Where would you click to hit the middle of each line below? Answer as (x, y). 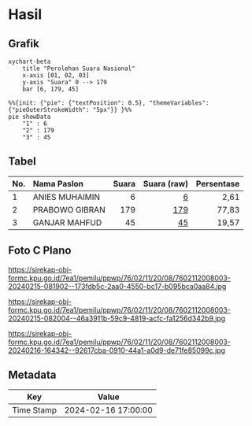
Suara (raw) (166, 183)
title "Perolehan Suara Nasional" (79, 69)
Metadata (32, 375)
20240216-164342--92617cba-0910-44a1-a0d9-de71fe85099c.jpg (117, 350)
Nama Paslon (58, 183)
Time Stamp (35, 410)
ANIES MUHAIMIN (67, 197)
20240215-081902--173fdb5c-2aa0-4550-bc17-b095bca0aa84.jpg (117, 286)
